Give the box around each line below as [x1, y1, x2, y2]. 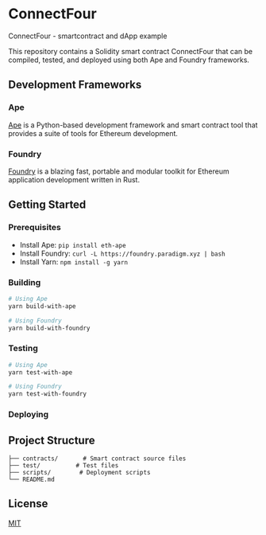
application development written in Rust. [8, 174, 141, 184]
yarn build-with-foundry [8, 324, 91, 332]
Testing [8, 343, 38, 354]
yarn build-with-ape [8, 302, 77, 310]
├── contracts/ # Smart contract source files [8, 455, 187, 463]
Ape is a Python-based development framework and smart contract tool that [8, 120, 258, 130]
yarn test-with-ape [8, 368, 73, 377]
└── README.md [8, 475, 56, 483]
